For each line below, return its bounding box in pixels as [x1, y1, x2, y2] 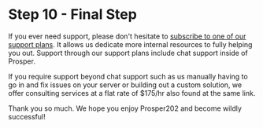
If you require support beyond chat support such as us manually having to [8, 71, 248, 81]
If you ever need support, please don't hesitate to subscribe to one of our [8, 31, 246, 41]
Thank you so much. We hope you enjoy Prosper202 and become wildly [8, 104, 243, 113]
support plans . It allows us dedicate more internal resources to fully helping [8, 39, 253, 49]
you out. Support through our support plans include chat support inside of [8, 48, 248, 57]
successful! [8, 112, 46, 121]
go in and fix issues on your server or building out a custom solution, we [8, 80, 243, 90]
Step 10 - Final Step [8, 5, 138, 24]
